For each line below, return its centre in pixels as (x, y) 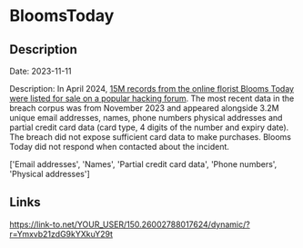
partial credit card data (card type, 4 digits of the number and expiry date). (149, 127)
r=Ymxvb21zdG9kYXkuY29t (61, 233)
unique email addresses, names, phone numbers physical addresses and (146, 118)
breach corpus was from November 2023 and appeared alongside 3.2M (144, 108)
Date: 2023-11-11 (40, 71)
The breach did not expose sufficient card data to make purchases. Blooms (150, 137)
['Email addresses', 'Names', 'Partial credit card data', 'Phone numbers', (143, 164)
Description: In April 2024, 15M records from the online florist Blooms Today (151, 89)
